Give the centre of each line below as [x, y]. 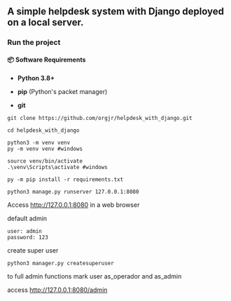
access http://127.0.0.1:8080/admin [57, 290]
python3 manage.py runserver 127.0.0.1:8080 [73, 192]
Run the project [34, 43]
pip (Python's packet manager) [62, 91]
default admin [27, 218]
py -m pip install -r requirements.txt [65, 179]
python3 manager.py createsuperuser [61, 263]
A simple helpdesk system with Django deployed [115, 12]
